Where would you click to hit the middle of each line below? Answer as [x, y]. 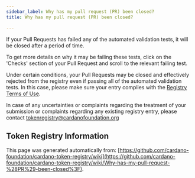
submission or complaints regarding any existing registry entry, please [92, 111]
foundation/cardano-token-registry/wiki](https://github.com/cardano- [91, 157]
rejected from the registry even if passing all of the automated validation [94, 81]
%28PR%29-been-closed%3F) [44, 169]
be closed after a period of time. [45, 46]
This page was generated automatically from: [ [63, 150]
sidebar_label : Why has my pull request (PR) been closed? [80, 12]
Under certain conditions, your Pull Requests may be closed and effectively [98, 75]
